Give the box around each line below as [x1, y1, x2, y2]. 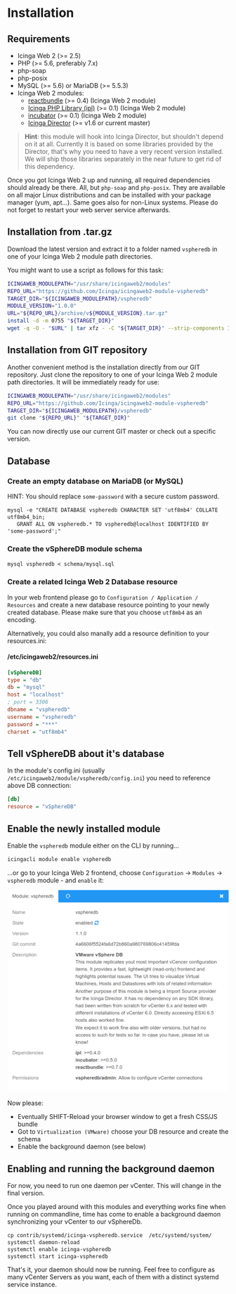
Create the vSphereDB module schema [7, 543, 143, 553]
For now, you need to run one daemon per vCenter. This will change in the [7, 1182, 221, 1190]
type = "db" [7, 676, 42, 683]
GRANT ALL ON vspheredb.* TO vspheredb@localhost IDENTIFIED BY [16, 520, 209, 528]
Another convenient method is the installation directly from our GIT [7, 363, 200, 371]
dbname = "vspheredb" [7, 706, 71, 713]
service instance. [7, 1281, 58, 1289]
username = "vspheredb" [7, 713, 77, 720]
